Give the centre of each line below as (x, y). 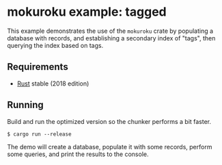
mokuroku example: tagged (87, 12)
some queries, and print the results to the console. (78, 154)
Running (26, 105)
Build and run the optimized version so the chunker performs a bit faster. (109, 121)
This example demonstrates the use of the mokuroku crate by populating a (110, 31)
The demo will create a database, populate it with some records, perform (110, 147)
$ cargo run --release (39, 134)
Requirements (38, 67)
